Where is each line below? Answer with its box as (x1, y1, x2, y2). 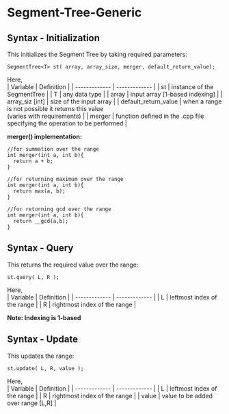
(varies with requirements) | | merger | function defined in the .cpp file (7, 112, 204, 120)
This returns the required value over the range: (7, 260, 139, 269)
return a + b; (13, 158, 53, 165)
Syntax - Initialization (7, 32, 100, 44)
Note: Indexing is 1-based (7, 313, 81, 321)
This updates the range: (7, 352, 75, 360)
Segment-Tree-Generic (7, 5, 142, 21)
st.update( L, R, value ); (7, 365, 84, 372)
